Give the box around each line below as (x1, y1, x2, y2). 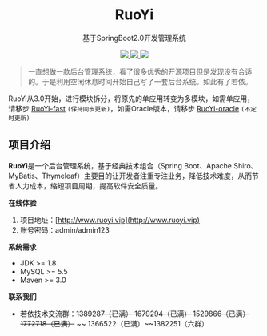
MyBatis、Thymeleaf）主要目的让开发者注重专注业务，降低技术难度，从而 (8, 171, 253, 180)
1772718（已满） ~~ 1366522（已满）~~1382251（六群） (19, 318, 209, 328)
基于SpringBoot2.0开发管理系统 (82, 33, 186, 43)
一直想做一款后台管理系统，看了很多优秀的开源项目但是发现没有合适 (27, 67, 253, 76)
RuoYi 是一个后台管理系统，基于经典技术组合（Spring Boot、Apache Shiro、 (8, 160, 258, 170)
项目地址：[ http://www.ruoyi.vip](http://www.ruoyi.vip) (19, 215, 200, 225)
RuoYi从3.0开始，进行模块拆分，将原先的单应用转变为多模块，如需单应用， (8, 94, 254, 103)
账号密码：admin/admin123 (19, 225, 110, 234)
